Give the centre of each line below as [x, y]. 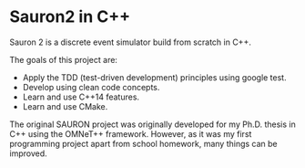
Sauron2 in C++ [70, 17]
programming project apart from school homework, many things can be [143, 143]
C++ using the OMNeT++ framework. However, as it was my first [131, 133]
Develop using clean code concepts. [91, 87]
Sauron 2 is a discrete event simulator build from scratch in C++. [131, 42]
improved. [28, 153]
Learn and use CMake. [65, 106]
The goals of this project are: [64, 59]
